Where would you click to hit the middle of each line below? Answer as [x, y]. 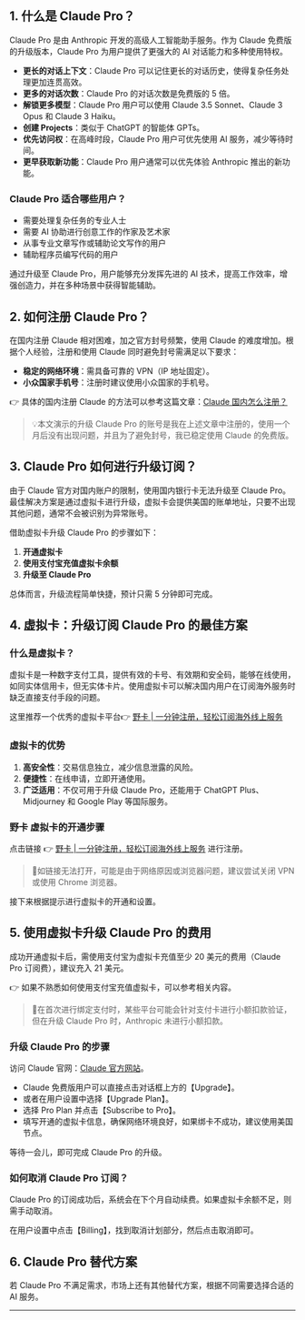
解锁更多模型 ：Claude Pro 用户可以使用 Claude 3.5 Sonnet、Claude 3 [152, 105]
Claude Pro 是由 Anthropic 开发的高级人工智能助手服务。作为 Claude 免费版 [151, 40]
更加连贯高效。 [59, 82]
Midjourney [44, 801]
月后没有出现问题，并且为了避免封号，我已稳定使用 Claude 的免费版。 [162, 435]
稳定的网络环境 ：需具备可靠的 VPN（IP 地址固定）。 [118, 370]
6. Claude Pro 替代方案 [74, 1261]
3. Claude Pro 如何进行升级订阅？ [103, 467]
